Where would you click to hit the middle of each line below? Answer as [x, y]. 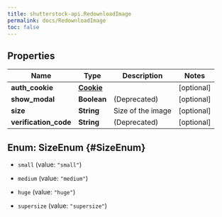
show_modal [33, 99]
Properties [31, 56]
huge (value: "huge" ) [46, 192]
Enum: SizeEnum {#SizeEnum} [77, 147]
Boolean [92, 99]
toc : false [23, 27]
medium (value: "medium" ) [53, 178]
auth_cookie [32, 88]
